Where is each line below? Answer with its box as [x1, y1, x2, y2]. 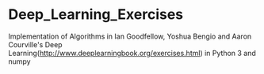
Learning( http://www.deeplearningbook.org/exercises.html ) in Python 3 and [8, 48, 256, 57]
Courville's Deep [8, 39, 63, 49]
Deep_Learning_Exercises [8, 6, 184, 24]
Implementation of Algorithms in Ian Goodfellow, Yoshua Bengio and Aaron [8, 31, 252, 41]
